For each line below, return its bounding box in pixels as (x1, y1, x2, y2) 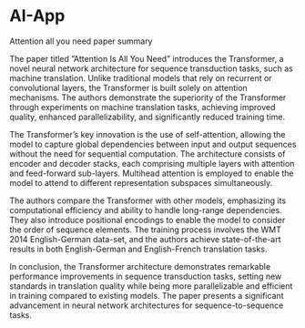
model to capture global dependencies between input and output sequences (9, 138, 297, 149)
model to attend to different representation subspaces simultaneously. (9, 177, 273, 188)
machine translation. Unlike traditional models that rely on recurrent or (9, 72, 272, 83)
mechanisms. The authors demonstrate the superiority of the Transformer (9, 92, 287, 103)
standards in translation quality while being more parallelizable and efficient (9, 280, 293, 292)
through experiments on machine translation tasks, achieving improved (9, 101, 276, 112)
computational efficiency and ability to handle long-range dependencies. (9, 204, 282, 215)
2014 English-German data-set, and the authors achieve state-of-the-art (9, 233, 281, 244)
